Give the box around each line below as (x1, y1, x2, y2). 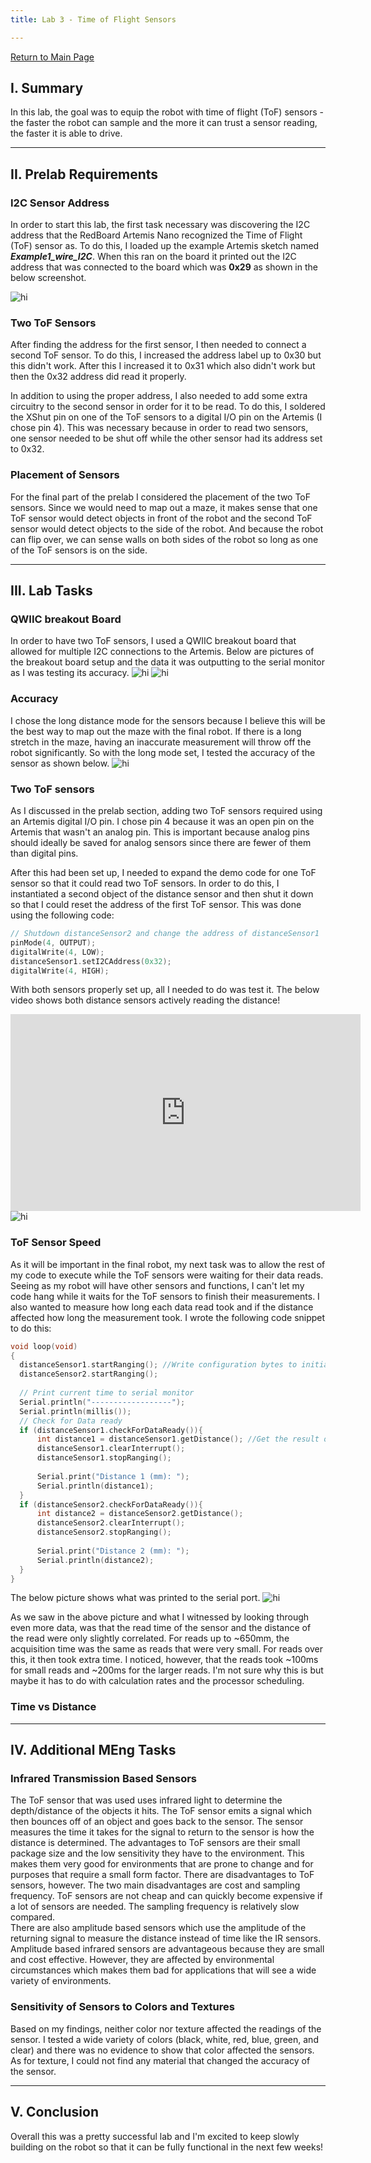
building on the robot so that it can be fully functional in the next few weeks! (10, 2141, 324, 2153)
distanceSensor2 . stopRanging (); (36, 1527, 172, 1538)
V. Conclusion (10, 2104, 100, 2121)
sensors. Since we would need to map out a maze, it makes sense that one (10, 501, 318, 513)
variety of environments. (10, 1975, 112, 1987)
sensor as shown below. (10, 757, 110, 769)
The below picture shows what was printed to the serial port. (10, 1592, 261, 1604)
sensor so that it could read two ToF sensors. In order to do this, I (10, 877, 280, 889)
